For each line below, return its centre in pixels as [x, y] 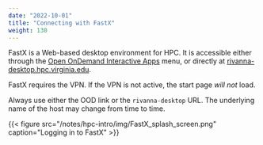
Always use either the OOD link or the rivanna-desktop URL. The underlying [131, 101]
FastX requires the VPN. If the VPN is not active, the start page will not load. [132, 85]
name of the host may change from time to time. [87, 109]
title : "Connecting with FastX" [61, 23]
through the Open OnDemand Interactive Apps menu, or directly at [117, 61]
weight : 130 [28, 30]
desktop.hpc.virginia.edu [49, 70]
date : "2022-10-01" [40, 15]
